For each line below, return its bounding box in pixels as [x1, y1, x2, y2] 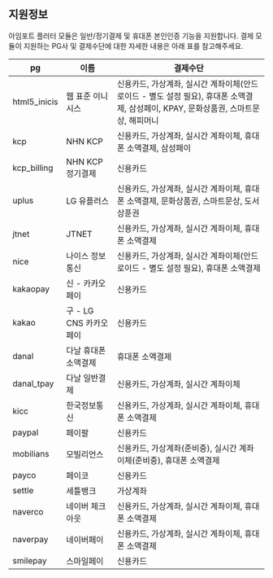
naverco [12, 506, 44, 517]
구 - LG [66, 304, 94, 316]
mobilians [12, 448, 50, 459]
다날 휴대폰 [66, 344, 106, 356]
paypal [12, 427, 39, 438]
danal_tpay [12, 378, 54, 389]
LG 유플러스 [66, 195, 110, 206]
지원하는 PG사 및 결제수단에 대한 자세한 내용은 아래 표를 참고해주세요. [23, 41, 244, 50]
